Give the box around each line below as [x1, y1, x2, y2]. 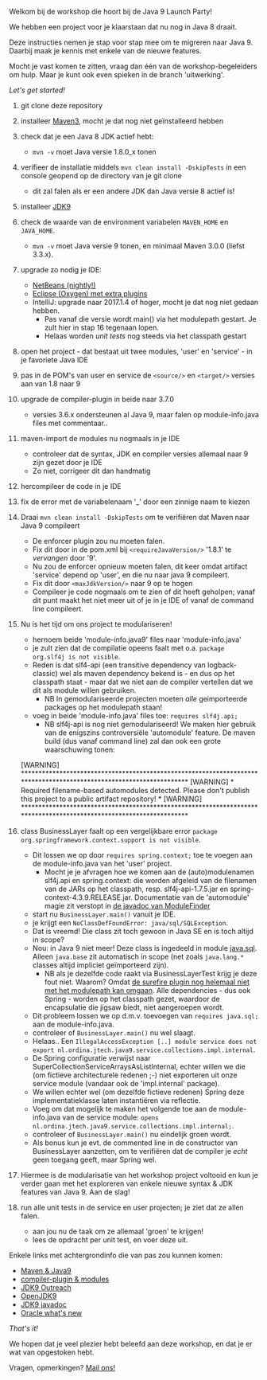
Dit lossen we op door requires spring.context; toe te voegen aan [32, 850, 253, 859]
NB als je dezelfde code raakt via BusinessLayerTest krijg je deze [44, 969, 257, 978]
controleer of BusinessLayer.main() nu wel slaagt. [32, 1028, 195, 1038]
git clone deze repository [20, 101, 103, 110]
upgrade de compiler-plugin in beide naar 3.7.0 [20, 394, 174, 404]
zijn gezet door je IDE [32, 458, 103, 467]
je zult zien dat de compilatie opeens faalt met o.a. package [32, 643, 225, 652]
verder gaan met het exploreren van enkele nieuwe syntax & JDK [20, 1179, 234, 1188]
